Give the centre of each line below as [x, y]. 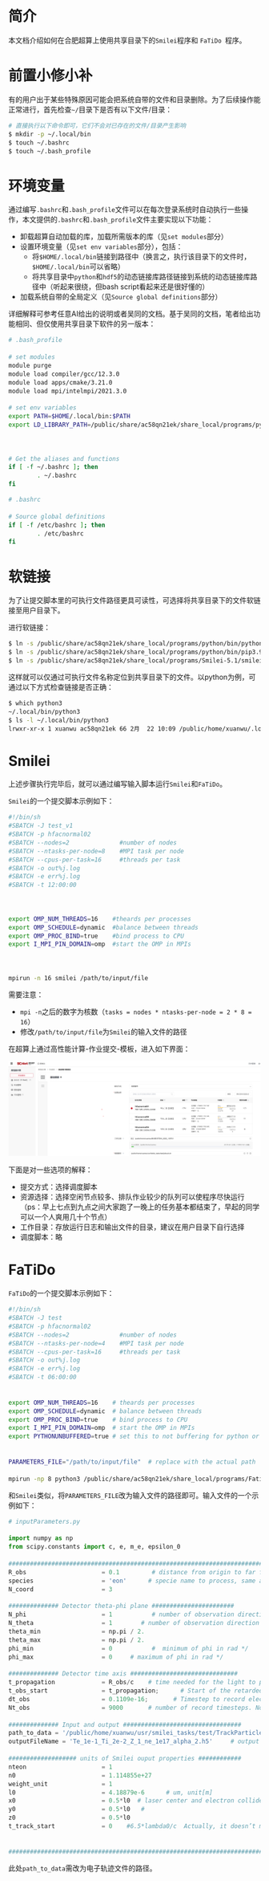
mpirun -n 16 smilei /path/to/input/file [78, 978]
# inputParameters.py [44, 1521]
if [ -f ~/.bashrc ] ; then [53, 467]
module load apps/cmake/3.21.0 [60, 382]
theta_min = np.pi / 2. [77, 1631]
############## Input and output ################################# [125, 1724]
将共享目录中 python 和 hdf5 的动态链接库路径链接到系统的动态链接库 [141, 277]
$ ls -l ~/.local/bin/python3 [59, 720]
